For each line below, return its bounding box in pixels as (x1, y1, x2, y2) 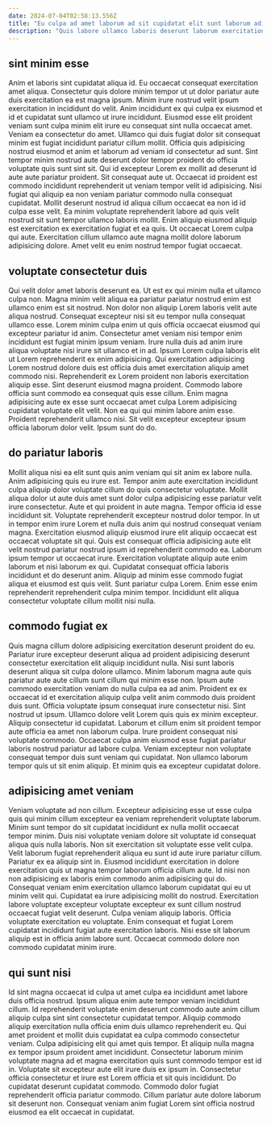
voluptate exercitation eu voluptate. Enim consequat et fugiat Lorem (8, 917, 234, 927)
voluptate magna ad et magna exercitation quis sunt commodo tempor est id (8, 1056, 262, 1065)
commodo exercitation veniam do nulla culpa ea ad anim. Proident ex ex (8, 683, 248, 694)
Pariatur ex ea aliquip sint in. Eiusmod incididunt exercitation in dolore (8, 856, 240, 867)
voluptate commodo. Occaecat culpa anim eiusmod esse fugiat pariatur (8, 735, 247, 744)
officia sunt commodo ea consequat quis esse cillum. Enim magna (8, 389, 228, 398)
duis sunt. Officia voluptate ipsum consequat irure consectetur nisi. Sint (8, 701, 246, 710)
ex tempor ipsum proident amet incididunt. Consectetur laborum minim (8, 1048, 244, 1057)
